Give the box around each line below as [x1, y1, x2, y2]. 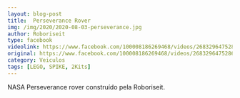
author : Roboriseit [7, 30, 66, 38]
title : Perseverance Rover [7, 17, 91, 24]
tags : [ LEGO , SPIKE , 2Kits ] [7, 63, 91, 70]
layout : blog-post [7, 10, 62, 18]
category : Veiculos [7, 57, 66, 64]
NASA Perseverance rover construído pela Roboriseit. [7, 82, 166, 91]
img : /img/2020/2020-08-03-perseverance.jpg [7, 23, 142, 31]
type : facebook [7, 37, 53, 44]
